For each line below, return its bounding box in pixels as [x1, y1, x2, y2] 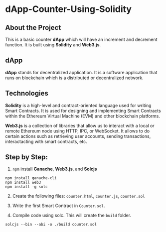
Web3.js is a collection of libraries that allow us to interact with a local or [5, 122, 155, 128]
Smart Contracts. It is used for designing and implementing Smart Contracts [5, 108, 161, 114]
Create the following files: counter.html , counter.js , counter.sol [12, 193, 146, 199]
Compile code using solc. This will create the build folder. [12, 213, 131, 219]
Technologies [5, 89, 49, 98]
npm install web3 [5, 180, 41, 185]
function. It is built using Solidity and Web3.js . [5, 42, 101, 48]
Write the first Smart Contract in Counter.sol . [12, 203, 105, 209]
